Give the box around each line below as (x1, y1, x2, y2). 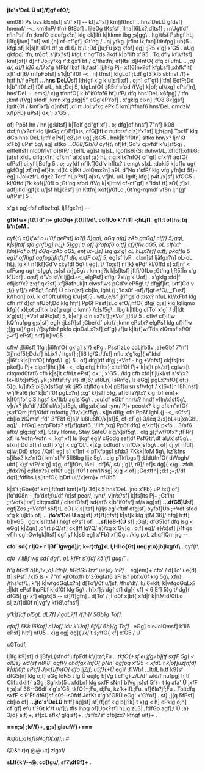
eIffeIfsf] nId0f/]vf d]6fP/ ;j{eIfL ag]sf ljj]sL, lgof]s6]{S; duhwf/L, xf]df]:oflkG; (7, 147, 200, 154)
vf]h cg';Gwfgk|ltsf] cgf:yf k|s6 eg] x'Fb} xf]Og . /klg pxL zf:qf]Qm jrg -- (7, 531, 189, 538)
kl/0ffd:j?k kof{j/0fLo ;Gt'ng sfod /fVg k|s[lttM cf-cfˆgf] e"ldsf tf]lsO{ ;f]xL (7, 180, 192, 186)
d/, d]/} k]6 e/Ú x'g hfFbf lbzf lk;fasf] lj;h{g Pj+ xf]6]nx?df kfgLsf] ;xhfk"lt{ (7, 64, 192, 71)
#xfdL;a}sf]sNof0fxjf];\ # (7, 735, 70, 742)
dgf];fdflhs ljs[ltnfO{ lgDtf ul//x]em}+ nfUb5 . (7, 474, 119, 480)
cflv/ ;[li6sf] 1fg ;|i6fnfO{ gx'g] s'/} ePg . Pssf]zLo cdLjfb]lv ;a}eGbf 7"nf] (7, 344, 189, 351)
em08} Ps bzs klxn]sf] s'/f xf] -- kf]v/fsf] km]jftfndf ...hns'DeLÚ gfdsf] (7, 18, 182, 25)
